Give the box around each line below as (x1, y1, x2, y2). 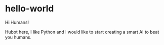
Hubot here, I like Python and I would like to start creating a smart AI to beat (5, 29, 159, 35)
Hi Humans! (5, 19, 29, 25)
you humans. (5, 34, 32, 40)
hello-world (5, 3, 54, 14)
